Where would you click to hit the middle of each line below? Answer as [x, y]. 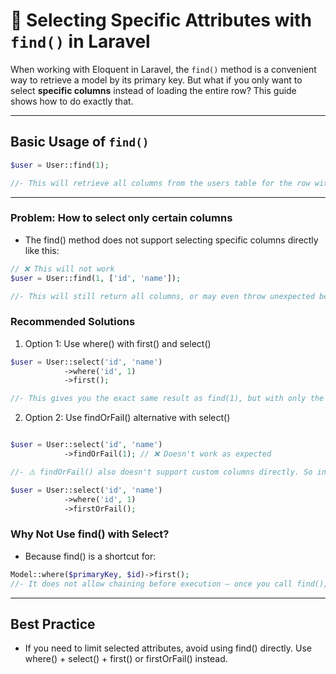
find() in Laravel [80, 41]
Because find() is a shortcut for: [90, 556]
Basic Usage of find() [80, 142]
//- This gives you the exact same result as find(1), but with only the [167, 399]
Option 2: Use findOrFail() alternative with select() [127, 418]
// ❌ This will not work [62, 269]
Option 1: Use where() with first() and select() [118, 343]
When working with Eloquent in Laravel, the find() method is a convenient [163, 69]
